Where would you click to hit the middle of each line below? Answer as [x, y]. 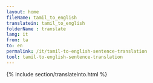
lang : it [17, 35]
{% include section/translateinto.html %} [57, 74]
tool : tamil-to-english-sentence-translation [64, 57]
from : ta [17, 40]
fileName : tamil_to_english [42, 18]
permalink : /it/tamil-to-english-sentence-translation [77, 51]
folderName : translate [36, 29]
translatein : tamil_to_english [46, 23]
